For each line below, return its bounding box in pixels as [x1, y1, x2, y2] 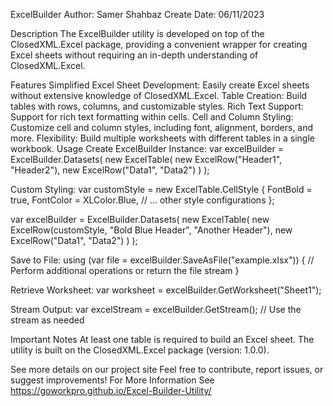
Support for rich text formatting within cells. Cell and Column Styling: [10, 111, 294, 123]
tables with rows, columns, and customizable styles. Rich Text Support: [10, 100, 304, 112]
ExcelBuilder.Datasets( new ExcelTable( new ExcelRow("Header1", [10, 154, 283, 165]
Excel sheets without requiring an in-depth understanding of [10, 49, 259, 61]
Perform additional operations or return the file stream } [10, 265, 240, 276]
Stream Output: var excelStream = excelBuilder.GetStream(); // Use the [10, 304, 302, 315]
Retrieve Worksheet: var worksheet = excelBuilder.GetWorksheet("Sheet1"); [10, 284, 322, 296]
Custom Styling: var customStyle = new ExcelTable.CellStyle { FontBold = [10, 184, 313, 195]
